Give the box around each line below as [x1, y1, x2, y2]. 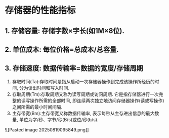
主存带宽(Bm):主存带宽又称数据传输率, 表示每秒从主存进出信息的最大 [12, 110, 155, 116]
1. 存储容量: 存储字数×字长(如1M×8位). [5, 26, 125, 35]
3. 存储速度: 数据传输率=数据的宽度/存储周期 [5, 64, 143, 73]
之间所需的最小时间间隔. [12, 103, 63, 110]
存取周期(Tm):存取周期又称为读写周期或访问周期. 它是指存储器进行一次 [12, 91, 159, 97]
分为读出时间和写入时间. [19, 85, 69, 91]
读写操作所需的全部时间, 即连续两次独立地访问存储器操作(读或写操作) [21, 97, 164, 103]
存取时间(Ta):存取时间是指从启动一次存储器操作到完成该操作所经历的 [12, 78, 155, 84]
